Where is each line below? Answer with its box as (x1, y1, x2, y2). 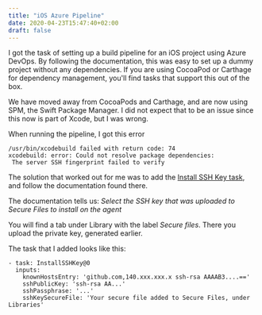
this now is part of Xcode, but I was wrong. (8, 114, 148, 124)
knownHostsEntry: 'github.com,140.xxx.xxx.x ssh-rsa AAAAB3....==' (22, 273, 250, 282)
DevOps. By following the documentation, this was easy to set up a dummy (8, 56, 254, 66)
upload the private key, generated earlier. (8, 229, 143, 238)
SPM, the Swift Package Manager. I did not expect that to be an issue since (8, 106, 254, 115)
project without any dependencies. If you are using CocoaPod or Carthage (8, 65, 252, 75)
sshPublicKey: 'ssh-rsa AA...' (22, 280, 126, 288)
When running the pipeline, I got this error (8, 129, 145, 139)
